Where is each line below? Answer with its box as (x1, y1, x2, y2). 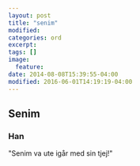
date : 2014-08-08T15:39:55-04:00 (8, 70, 119, 78)
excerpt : (8, 41, 37, 49)
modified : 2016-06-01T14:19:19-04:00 (8, 77, 133, 85)
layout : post (8, 11, 51, 20)
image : (8, 56, 30, 64)
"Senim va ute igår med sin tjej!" (8, 149, 113, 158)
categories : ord (8, 33, 62, 42)
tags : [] (8, 48, 37, 56)
